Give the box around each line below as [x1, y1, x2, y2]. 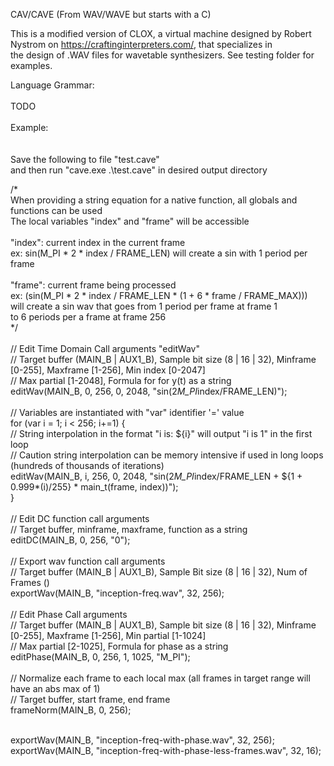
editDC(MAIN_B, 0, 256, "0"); [10, 534, 131, 546]
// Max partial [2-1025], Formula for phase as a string [10, 640, 229, 652]
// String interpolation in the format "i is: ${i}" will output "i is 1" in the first [10, 428, 313, 439]
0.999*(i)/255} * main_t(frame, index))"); [10, 481, 179, 493]
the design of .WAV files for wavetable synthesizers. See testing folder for [10, 49, 315, 61]
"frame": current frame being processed [10, 279, 177, 291]
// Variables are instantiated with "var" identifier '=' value [10, 407, 245, 418]
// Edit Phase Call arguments [10, 609, 128, 620]
